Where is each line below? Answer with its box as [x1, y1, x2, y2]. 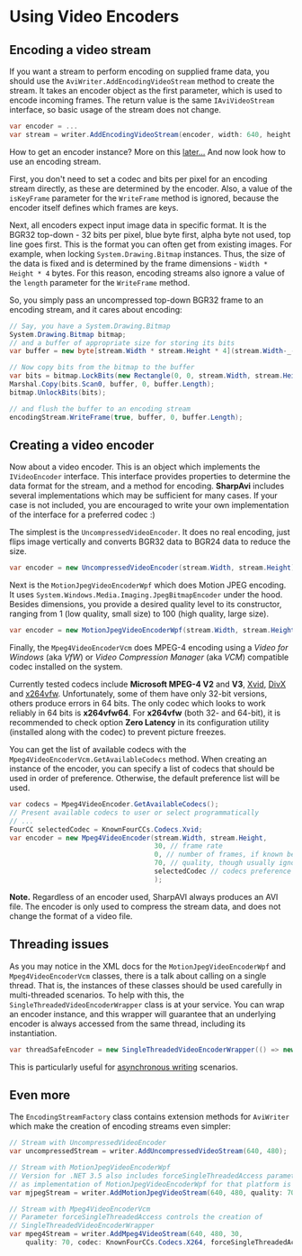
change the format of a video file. [9, 910, 133, 921]
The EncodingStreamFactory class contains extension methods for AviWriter [9, 1111, 290, 1123]
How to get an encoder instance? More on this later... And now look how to [9, 146, 286, 157]
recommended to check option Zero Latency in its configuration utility [9, 717, 270, 728]
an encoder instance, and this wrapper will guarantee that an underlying [9, 1008, 277, 1019]
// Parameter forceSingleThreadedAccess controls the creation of [9, 1213, 263, 1222]
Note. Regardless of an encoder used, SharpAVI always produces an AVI [9, 891, 279, 902]
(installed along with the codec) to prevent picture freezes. [9, 727, 226, 738]
